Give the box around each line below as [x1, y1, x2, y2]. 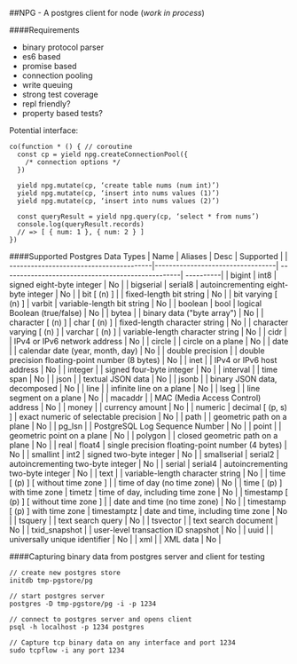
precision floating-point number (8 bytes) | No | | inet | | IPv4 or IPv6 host [9, 355, 277, 365]
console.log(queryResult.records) [17, 220, 145, 229]
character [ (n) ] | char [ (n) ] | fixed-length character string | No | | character [9, 317, 289, 328]
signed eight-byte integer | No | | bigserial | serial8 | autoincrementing [9, 280, 265, 289]
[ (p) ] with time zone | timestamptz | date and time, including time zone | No [9, 506, 288, 516]
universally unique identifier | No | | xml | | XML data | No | [9, 534, 222, 544]
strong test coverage [21, 89, 99, 99]
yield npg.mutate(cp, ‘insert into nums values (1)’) [17, 189, 220, 198]
